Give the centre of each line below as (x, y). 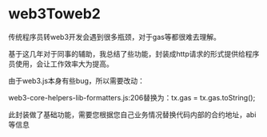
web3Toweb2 (55, 14)
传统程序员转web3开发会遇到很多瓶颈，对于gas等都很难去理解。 (115, 37)
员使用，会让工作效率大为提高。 (61, 64)
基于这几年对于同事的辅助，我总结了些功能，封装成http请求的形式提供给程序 (134, 53)
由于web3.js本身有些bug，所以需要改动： (77, 80)
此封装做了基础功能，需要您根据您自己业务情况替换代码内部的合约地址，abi (132, 114)
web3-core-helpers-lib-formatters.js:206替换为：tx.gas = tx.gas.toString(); (132, 97)
